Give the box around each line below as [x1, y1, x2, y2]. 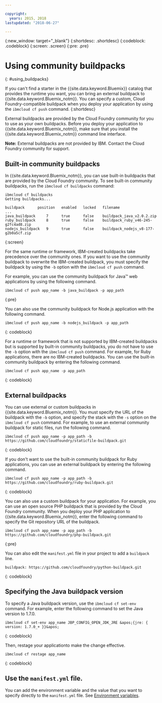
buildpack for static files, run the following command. [5, 425, 111, 430]
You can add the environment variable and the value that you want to [5, 687, 143, 693]
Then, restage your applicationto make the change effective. [5, 642, 126, 648]
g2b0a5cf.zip [5, 231, 31, 236]
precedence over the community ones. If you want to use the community [5, 254, 150, 260]
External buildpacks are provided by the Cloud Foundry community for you [5, 116, 154, 121]
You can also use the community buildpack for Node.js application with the [5, 306, 154, 312]
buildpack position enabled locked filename [5, 205, 120, 210]
